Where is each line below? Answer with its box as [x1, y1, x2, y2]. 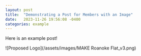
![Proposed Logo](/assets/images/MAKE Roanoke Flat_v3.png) [5, 45, 136, 51]
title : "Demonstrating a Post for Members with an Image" [5, 12, 133, 17]
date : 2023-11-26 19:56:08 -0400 [5, 17, 81, 22]
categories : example [5, 21, 49, 27]
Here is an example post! [5, 35, 58, 41]
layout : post [5, 7, 33, 13]
